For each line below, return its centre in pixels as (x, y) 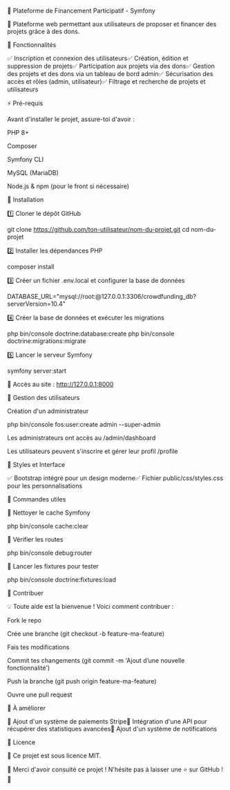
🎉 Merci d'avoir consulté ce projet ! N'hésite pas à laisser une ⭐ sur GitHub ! (115, 769)
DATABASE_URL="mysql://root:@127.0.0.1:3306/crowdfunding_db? (102, 296)
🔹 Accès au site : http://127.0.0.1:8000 (60, 384)
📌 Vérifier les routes (35, 539)
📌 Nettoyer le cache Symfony (49, 513)
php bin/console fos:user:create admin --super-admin (84, 424)
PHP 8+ (18, 132)
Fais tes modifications (38, 647)
